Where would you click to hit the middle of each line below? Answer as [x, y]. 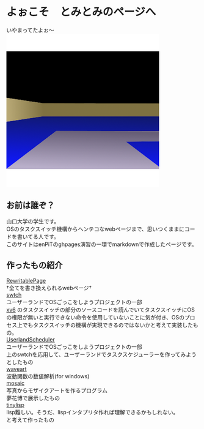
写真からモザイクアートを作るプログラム [57, 390]
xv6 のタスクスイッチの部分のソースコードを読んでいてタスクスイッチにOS [101, 310]
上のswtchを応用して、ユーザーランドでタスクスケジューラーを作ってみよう [102, 354]
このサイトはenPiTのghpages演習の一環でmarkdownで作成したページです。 [102, 244]
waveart [16, 369]
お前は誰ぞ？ [31, 205]
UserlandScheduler [31, 339]
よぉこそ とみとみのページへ [81, 12]
